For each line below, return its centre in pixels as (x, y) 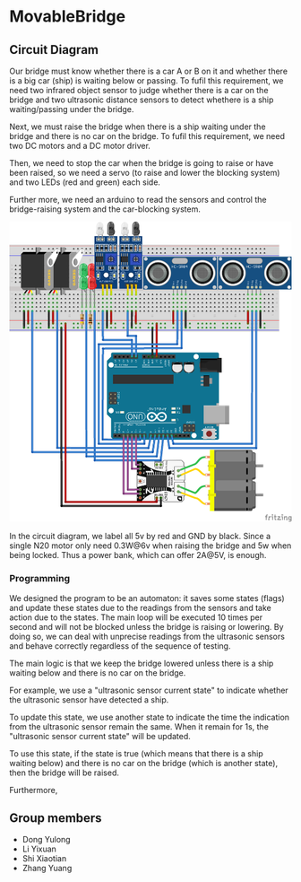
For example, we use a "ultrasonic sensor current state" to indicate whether (149, 690)
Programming (39, 579)
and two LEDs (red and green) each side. (85, 182)
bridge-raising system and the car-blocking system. (105, 209)
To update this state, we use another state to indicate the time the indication (149, 717)
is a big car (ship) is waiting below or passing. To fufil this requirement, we (146, 81)
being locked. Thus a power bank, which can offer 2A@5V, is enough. (138, 555)
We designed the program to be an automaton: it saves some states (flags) (147, 598)
